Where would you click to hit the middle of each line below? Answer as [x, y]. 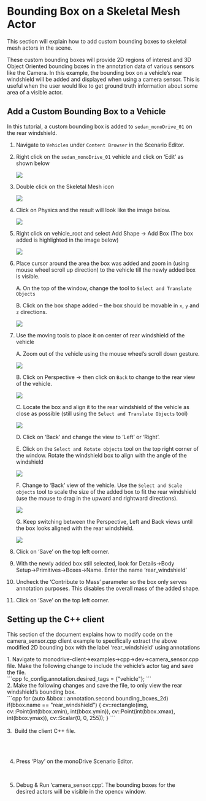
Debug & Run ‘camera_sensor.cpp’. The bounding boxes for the [95, 785]
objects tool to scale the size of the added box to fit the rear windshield [106, 491]
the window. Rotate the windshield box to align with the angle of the [101, 455]
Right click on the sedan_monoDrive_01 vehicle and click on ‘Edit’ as [100, 156]
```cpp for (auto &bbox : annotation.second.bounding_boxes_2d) [88, 698]
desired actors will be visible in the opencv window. [81, 791]
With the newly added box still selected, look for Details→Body [95, 563]
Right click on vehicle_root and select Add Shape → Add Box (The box [105, 233]
